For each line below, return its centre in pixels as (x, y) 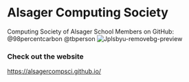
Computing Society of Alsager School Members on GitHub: (90, 31)
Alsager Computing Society (88, 13)
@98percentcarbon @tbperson (51, 38)
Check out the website (45, 56)
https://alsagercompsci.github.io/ (54, 71)
